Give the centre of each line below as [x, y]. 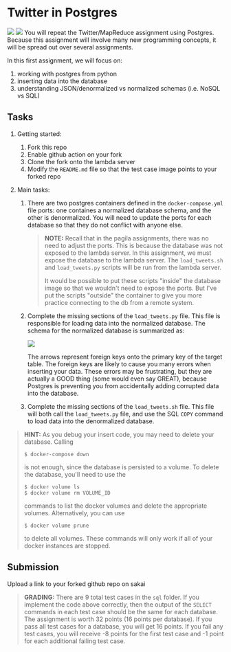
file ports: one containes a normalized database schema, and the [119, 210]
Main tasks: [33, 190]
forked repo [44, 176]
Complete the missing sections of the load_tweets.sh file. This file [121, 406]
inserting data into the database [62, 81]
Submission [33, 567]
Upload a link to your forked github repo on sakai [76, 584]
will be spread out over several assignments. [70, 47]
